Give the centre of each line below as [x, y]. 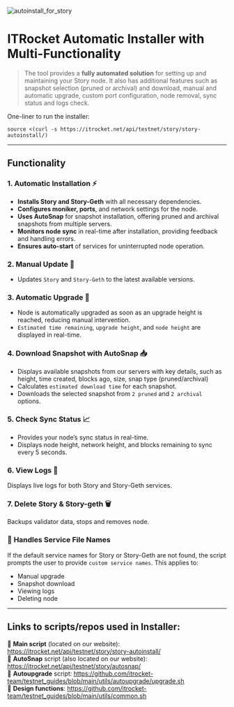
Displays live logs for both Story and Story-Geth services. [90, 486]
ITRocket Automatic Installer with [106, 39]
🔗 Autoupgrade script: [40, 673]
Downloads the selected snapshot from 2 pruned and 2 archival [110, 393]
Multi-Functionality [64, 54]
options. [29, 401]
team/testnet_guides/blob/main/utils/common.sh [77, 696]
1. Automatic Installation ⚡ [52, 184]
